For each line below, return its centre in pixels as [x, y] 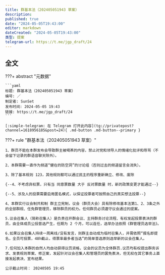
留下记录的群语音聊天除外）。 [34, 156]
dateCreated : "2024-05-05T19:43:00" [43, 33]
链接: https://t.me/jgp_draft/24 [39, 112]
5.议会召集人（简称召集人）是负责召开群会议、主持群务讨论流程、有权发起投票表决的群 [81, 219]
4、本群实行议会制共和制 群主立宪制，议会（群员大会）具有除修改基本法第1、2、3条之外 [82, 204]
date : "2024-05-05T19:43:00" [35, 24]
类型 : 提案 [15, 38]
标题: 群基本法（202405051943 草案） [40, 91]
